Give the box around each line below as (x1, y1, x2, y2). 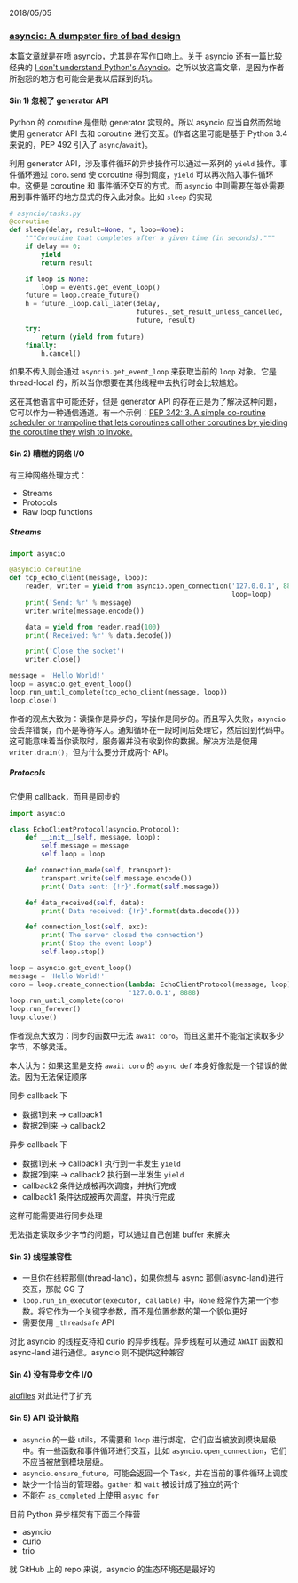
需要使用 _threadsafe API (21, 1317, 114, 1328)
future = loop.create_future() (25, 291, 141, 301)
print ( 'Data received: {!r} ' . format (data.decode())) (41, 906, 240, 915)
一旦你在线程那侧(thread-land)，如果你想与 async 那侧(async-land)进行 (21, 1273, 284, 1283)
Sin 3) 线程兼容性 (9, 1251, 73, 1262)
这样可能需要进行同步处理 (9, 1210, 103, 1221)
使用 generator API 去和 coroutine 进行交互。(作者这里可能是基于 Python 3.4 (9, 128, 288, 139)
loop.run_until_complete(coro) (9, 996, 125, 1006)
